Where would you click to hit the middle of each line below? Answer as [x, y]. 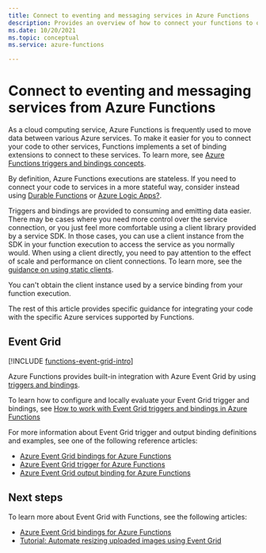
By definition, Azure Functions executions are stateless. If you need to [122, 179]
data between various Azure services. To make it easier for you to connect [130, 138]
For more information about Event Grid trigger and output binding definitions [133, 432]
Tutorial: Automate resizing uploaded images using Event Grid [120, 540]
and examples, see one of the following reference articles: [103, 441]
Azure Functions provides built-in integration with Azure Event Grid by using [132, 376]
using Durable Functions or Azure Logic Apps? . [85, 195]
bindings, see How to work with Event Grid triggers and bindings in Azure [128, 408]
